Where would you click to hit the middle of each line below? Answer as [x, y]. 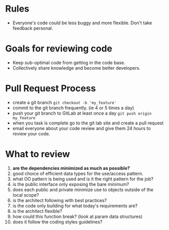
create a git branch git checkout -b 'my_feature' [65, 102]
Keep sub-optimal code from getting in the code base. [69, 62]
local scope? [26, 195]
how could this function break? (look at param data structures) [77, 216]
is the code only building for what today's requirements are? [75, 206]
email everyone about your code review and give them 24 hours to [82, 128]
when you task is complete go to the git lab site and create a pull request [88, 123]
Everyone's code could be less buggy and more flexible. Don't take [82, 23]
